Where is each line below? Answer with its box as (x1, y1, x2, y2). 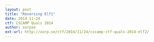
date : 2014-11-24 (5, 16, 40, 21)
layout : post (5, 7, 32, 12)
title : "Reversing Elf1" (5, 12, 56, 16)
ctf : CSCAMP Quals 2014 (5, 20, 54, 26)
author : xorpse (5, 25, 36, 30)
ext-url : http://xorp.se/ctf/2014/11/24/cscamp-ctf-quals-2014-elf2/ (5, 29, 150, 34)
